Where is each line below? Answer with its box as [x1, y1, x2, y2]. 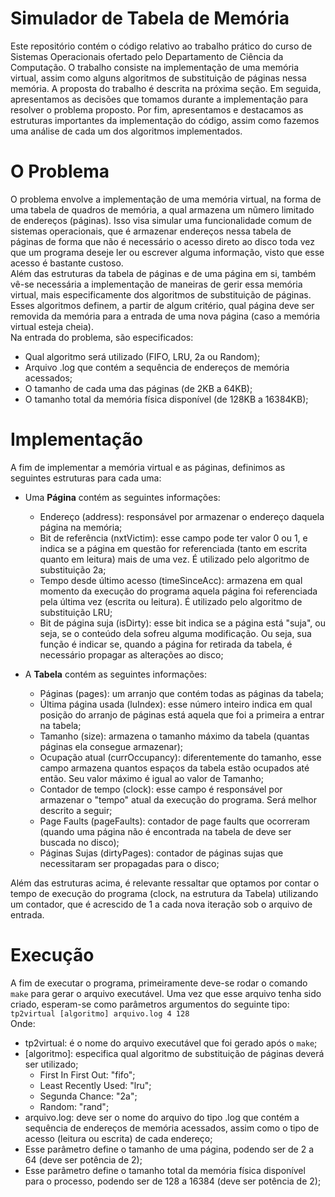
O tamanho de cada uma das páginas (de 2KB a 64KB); [24, 382, 253, 394]
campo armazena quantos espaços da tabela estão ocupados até [39, 762, 310, 774]
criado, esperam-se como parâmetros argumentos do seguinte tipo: [10, 998, 290, 1010]
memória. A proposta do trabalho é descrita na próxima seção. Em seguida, [10, 82, 322, 94]
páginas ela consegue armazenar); [39, 740, 184, 752]
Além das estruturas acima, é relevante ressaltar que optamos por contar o [10, 877, 320, 889]
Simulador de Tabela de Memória [10, 7, 290, 30]
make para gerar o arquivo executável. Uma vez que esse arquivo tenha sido [10, 987, 322, 999]
